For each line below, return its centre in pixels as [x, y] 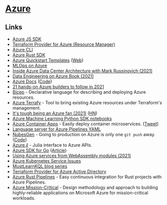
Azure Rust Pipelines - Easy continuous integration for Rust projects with [87, 177]
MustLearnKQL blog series [40, 166]
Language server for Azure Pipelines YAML [57, 129]
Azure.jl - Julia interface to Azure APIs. [52, 145]
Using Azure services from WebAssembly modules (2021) [72, 156]
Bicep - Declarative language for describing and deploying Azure [79, 92]
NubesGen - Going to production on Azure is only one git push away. [84, 134]
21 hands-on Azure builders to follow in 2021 [58, 87]
